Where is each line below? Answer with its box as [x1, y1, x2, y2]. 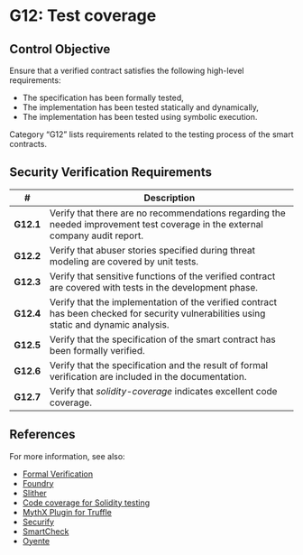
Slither [22, 487, 47, 498]
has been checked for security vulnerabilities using [49, 307, 266, 319]
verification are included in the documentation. [49, 370, 247, 383]
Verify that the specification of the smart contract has [49, 333, 277, 346]
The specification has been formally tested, [22, 92, 185, 103]
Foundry [22, 477, 54, 488]
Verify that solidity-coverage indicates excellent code [49, 384, 278, 397]
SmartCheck [22, 525, 69, 537]
